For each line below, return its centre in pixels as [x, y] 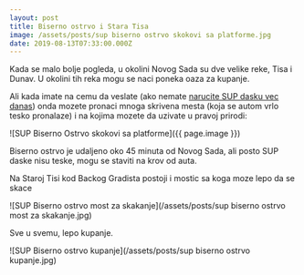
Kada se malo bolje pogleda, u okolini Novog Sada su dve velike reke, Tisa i [151, 69]
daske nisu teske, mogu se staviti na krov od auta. [104, 161]
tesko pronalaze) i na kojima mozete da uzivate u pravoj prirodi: [129, 116]
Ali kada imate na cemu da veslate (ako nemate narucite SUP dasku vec [144, 97]
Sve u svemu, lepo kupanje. [62, 233]
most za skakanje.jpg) [51, 216]
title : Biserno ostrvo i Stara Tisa [79, 26]
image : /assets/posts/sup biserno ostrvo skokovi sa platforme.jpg [141, 35]
